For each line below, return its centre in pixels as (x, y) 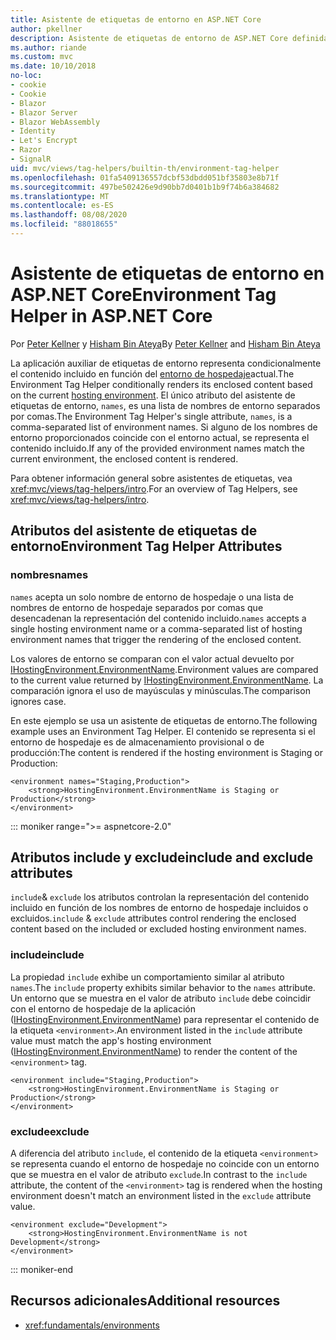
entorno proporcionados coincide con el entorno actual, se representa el (160, 437)
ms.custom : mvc (42, 57)
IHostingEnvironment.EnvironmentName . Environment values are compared (164, 669)
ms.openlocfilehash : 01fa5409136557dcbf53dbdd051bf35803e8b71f (145, 177)
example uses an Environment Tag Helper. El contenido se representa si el (163, 731)
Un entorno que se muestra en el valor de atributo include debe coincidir (161, 998)
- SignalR (31, 159)
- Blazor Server (44, 112)
